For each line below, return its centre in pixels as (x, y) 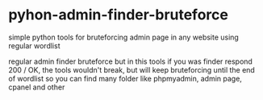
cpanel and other (37, 87)
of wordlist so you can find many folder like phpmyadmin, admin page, (125, 78)
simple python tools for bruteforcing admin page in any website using (124, 37)
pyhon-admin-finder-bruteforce (118, 15)
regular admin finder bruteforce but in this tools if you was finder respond (130, 61)
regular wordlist (34, 45)
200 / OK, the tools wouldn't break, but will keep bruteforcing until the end (132, 69)
